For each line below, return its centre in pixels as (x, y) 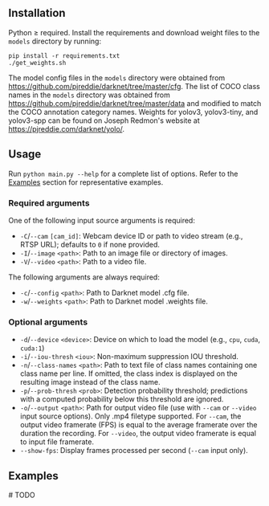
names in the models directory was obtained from (89, 95)
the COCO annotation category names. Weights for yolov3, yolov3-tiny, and (133, 112)
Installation (37, 13)
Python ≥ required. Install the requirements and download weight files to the (134, 32)
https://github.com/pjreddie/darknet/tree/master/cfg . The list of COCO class (134, 86)
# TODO (22, 495)
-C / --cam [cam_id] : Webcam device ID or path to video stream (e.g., (131, 235)
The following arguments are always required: (84, 277)
